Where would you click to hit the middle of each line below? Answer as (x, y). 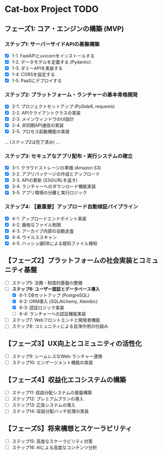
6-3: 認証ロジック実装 (42, 308)
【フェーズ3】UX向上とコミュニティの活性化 (73, 343)
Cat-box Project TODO (52, 9)
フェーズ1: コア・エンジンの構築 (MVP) (64, 29)
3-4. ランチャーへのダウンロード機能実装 (54, 187)
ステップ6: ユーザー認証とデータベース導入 (56, 289)
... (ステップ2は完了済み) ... (32, 142)
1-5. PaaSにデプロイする (37, 81)
